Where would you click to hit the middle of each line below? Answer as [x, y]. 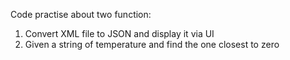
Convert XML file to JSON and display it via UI [119, 33]
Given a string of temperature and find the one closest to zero [152, 44]
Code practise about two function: [81, 14]
